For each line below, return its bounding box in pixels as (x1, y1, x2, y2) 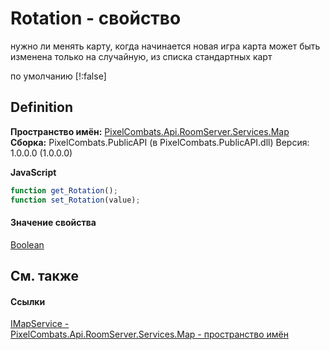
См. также (10, 268, 80, 285)
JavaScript (10, 166, 57, 178)
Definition (10, 99, 73, 116)
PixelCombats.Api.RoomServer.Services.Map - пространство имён (10, 328, 289, 341)
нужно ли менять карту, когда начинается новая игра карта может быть (10, 40, 321, 52)
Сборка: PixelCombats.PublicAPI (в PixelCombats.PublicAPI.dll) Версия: (10, 136, 310, 148)
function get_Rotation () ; (10, 185, 118, 196)
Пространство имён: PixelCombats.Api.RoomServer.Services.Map (10, 125, 290, 137)
